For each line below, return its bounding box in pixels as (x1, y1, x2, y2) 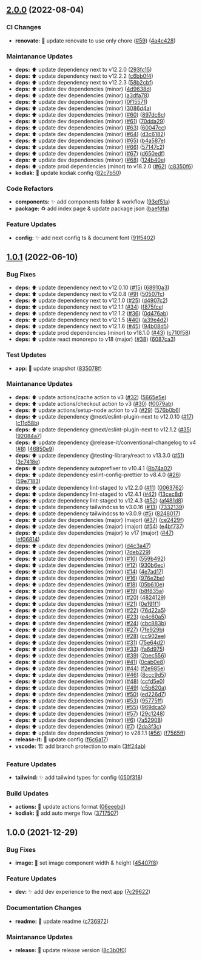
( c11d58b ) (15, 419, 39, 427)
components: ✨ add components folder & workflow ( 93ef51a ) (15, 198, 170, 205)
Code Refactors (6, 184, 53, 193)
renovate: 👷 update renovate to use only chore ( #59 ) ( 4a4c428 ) (15, 36, 176, 44)
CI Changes (6, 23, 41, 32)
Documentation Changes (6, 903, 82, 912)
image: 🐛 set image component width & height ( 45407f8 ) (15, 859, 159, 866)
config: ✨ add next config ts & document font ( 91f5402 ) (15, 234, 156, 241)
